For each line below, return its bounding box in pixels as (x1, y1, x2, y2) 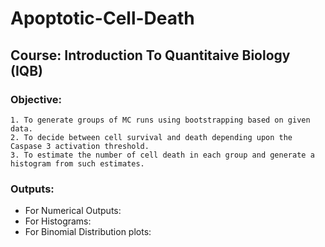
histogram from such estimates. (10, 158, 145, 169)
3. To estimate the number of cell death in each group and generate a (10, 150, 315, 160)
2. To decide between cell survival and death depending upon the (10, 132, 293, 142)
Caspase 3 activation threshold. (10, 141, 150, 151)
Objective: (10, 92, 62, 106)
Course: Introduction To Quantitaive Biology (10, 47, 291, 64)
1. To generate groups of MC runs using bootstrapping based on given (10, 115, 311, 125)
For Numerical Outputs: (24, 205, 122, 217)
